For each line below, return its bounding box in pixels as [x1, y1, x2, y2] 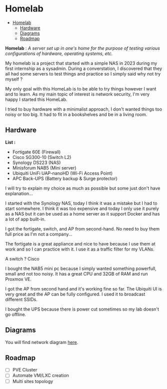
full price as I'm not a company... [5, 231, 72, 237]
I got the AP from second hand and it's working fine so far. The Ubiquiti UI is [5, 285, 162, 291]
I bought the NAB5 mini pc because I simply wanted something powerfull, [5, 265, 156, 271]
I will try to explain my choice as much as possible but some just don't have [5, 185, 160, 191]
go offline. [5, 311, 26, 317]
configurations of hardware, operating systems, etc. [5, 50, 113, 56]
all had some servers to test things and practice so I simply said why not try [5, 70, 161, 76]
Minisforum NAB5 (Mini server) [12, 164, 76, 170]
